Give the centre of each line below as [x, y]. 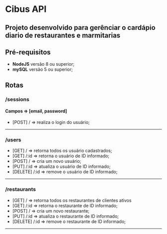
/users [13, 139]
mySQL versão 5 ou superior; [42, 69]
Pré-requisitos [28, 52]
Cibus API [26, 9]
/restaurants [21, 189]
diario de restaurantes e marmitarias [63, 35]
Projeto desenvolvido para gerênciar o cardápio [80, 28]
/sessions [17, 99]
